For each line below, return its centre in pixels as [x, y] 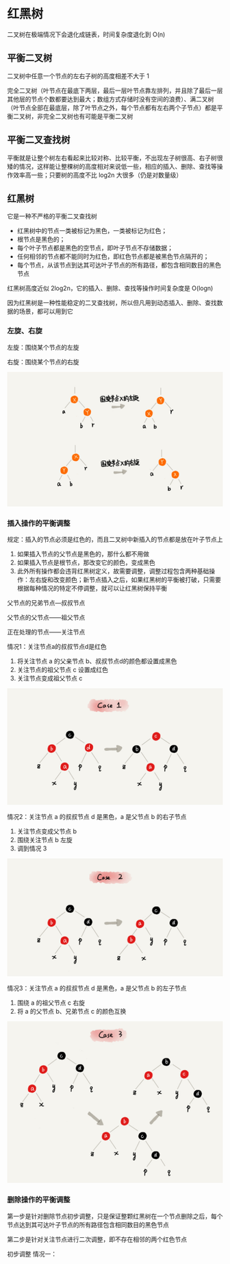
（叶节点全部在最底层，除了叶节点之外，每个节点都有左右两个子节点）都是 [112, 108]
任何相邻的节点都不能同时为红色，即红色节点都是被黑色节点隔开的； [113, 257]
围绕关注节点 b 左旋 [45, 839]
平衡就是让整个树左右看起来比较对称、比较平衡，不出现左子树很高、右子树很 [115, 158]
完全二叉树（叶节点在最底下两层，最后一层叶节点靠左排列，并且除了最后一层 [115, 91]
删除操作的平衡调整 [39, 1200]
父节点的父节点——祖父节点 [46, 617]
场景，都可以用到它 [46, 311]
